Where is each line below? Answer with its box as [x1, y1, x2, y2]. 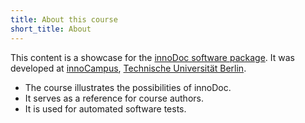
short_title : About [10, 24, 92, 34]
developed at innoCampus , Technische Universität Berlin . [10, 62, 247, 74]
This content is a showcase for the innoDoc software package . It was [10, 51, 295, 63]
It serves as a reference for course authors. [24, 92, 204, 104]
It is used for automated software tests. [24, 102, 187, 115]
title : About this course [10, 14, 118, 25]
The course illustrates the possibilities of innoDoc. [24, 81, 232, 93]
